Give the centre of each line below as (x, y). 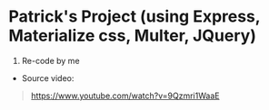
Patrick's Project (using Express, (134, 17)
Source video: (48, 78)
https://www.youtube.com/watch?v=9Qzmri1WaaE (125, 96)
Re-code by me (50, 60)
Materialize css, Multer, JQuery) (132, 36)
